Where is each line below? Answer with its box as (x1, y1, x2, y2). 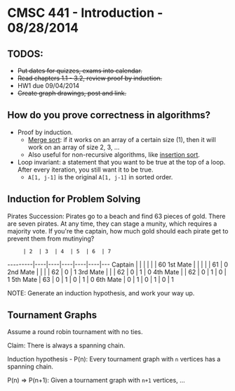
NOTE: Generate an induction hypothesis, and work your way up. (7, 288, 195, 297)
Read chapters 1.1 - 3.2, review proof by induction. (17, 74, 163, 82)
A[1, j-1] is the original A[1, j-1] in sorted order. (27, 172, 173, 181)
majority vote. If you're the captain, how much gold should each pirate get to (7, 226, 229, 235)
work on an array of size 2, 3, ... (27, 143, 120, 151)
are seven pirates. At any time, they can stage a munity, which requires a (7, 219, 217, 228)
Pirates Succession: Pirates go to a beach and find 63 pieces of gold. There (7, 212, 226, 220)
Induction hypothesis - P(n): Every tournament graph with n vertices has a (7, 355, 221, 364)
